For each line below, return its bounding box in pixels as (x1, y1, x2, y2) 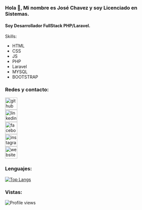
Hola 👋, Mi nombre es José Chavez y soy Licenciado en (5, 4, 138, 11)
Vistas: (5, 189, 23, 195)
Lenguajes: (5, 166, 33, 172)
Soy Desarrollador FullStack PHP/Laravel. (5, 22, 91, 28)
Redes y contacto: (5, 86, 49, 93)
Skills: (5, 34, 17, 40)
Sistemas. (5, 10, 29, 17)
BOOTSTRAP (12, 74, 38, 80)
